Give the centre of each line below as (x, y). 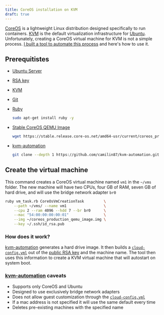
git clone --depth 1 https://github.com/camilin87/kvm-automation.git (86, 155)
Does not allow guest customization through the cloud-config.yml (79, 297)
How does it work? (28, 236)
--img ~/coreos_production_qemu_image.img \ (60, 220)
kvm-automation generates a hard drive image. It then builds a (68, 247)
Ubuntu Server (27, 71)
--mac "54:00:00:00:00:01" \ (60, 215)
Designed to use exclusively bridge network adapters (66, 291)
